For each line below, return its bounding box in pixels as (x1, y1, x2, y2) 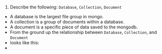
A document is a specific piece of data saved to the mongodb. (9, 24, 138, 30)
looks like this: (9, 40, 39, 46)
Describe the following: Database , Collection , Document (9, 4, 122, 10)
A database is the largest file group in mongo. (9, 14, 104, 19)
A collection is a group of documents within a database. (9, 19, 125, 25)
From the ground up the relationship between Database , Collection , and (9, 29, 157, 35)
